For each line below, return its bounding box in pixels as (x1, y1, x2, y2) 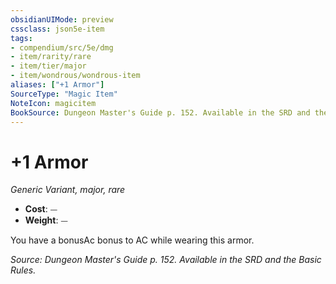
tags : (10, 33, 33, 43)
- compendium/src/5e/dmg (10, 42, 114, 53)
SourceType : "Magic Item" (10, 89, 118, 99)
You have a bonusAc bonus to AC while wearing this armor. (10, 234, 255, 246)
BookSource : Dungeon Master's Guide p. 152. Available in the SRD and (10, 107, 311, 118)
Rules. (10, 264, 37, 276)
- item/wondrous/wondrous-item (10, 71, 141, 81)
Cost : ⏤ (24, 203, 58, 215)
